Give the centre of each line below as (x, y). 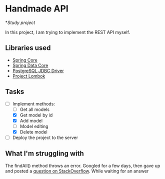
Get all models (35, 109)
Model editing (34, 126)
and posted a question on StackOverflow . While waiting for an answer (77, 171)
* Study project (20, 22)
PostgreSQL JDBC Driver (38, 70)
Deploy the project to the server (45, 137)
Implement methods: (33, 103)
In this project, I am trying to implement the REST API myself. (68, 32)
